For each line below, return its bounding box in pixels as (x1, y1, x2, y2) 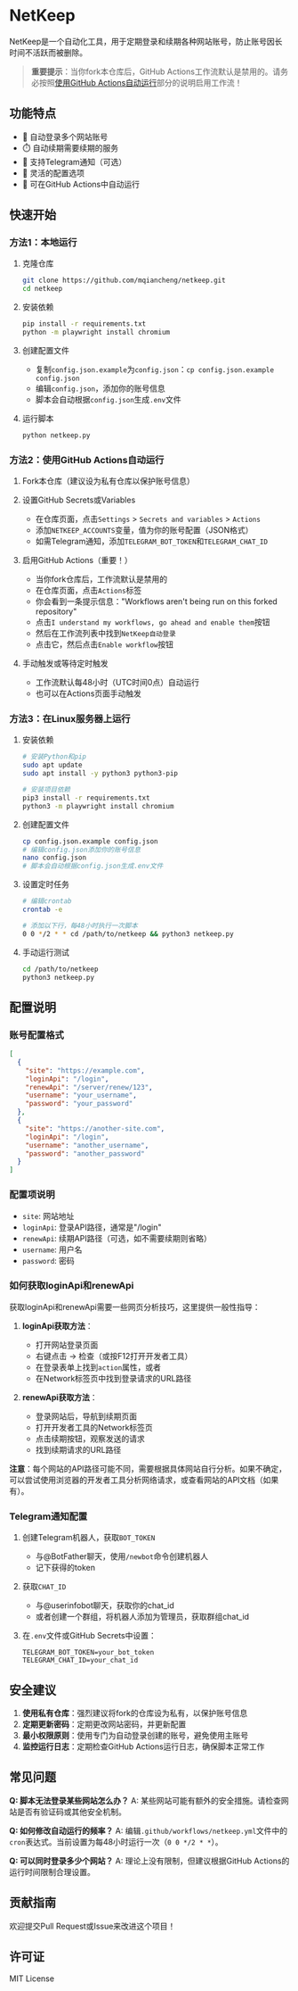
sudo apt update (21, 760, 83, 770)
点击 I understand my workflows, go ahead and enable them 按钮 (35, 617, 270, 627)
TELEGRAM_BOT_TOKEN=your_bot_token (21, 1648, 155, 1657)
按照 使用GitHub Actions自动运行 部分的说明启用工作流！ (38, 77, 243, 87)
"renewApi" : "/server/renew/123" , (25, 1083, 153, 1091)
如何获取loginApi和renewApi (9, 1280, 134, 1292)
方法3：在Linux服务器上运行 (9, 713, 131, 726)
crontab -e (21, 905, 63, 915)
